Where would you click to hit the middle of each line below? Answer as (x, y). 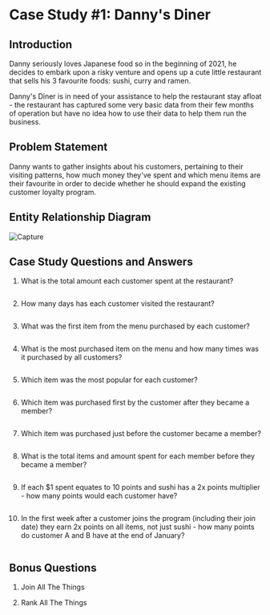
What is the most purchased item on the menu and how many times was (140, 349)
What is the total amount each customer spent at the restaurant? (127, 281)
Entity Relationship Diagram (80, 217)
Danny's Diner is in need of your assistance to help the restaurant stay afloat (135, 96)
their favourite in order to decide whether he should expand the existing (128, 183)
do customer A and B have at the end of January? (103, 536)
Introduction (41, 45)
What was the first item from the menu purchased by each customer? (135, 326)
